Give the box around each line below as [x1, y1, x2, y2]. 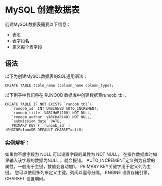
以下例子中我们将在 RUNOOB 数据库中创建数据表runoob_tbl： [5, 92, 128, 98]
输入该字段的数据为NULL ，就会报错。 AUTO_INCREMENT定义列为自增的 [9, 157, 155, 163]
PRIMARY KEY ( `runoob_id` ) [11, 123, 70, 128]
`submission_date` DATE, [11, 118, 62, 124]
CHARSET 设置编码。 [5, 176, 48, 182]
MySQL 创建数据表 [5, 4, 80, 16]
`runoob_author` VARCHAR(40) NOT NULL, [11, 115, 92, 119]
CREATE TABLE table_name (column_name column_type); [5, 83, 114, 88]
